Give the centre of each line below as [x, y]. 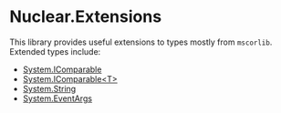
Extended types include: [55, 51]
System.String [49, 88]
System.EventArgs [57, 98]
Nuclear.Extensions [86, 17]
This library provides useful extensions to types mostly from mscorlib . [141, 42]
